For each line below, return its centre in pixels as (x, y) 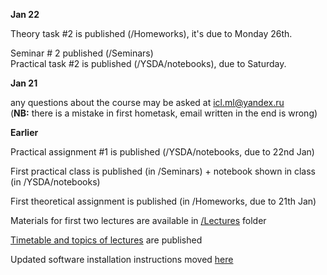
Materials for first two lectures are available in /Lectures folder (138, 220)
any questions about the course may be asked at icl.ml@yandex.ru (147, 102)
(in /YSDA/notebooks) (55, 182)
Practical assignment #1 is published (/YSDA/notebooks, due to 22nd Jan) (162, 152)
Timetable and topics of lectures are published (106, 240)
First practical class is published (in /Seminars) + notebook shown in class (163, 171)
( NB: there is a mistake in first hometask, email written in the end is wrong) (164, 113)
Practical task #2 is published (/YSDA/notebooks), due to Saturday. (148, 63)
